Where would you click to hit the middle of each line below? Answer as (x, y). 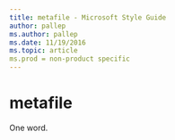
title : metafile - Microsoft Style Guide (88, 17)
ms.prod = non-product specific (70, 59)
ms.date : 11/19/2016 (48, 42)
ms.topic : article (44, 51)
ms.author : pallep (44, 34)
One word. (29, 128)
